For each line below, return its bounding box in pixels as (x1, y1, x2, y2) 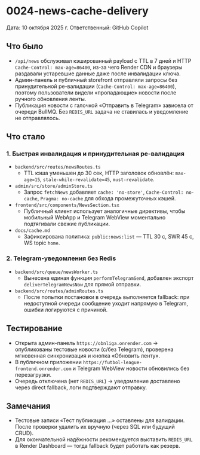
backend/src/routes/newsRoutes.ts (14, 164, 101, 170)
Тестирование (6, 323, 63, 334)
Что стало (6, 132, 45, 142)
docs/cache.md (14, 228, 50, 234)
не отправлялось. (14, 114, 61, 121)
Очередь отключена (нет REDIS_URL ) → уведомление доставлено (14, 377, 180, 384)
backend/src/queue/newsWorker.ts (14, 269, 99, 275)
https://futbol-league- (83, 359, 142, 365)
